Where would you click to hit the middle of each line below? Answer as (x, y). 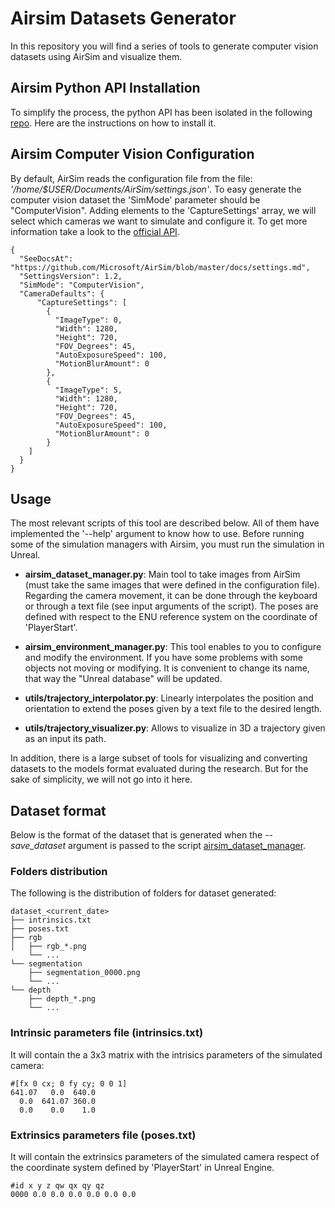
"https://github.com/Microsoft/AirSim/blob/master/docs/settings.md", (160, 267)
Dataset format (58, 810)
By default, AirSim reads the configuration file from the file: (131, 178)
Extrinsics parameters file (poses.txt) (103, 1135)
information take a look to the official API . (95, 231)
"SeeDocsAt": (46, 258)
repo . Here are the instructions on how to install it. (113, 123)
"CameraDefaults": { (62, 293)
